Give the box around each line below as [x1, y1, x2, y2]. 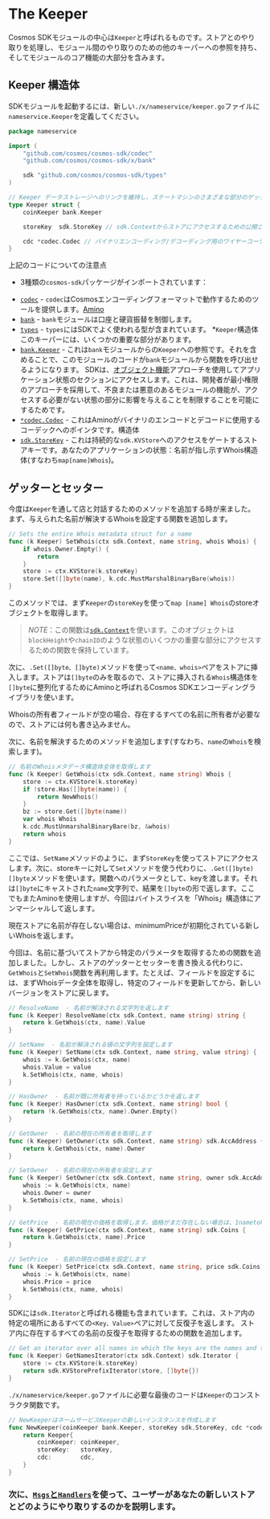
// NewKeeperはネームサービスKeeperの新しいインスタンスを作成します [8, 1416, 217, 1424]
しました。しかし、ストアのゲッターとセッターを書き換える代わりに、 [14, 958, 247, 967]
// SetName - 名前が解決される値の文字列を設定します [8, 1041, 173, 1049]
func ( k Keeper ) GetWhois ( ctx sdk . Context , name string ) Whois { [8, 770, 232, 778]
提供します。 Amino [41, 305, 104, 314]
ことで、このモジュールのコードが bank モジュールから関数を [34, 355, 231, 364]
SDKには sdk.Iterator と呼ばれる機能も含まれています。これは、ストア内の [8, 1308, 256, 1318]
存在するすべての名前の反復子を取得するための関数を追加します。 [29, 1328, 247, 1338]
